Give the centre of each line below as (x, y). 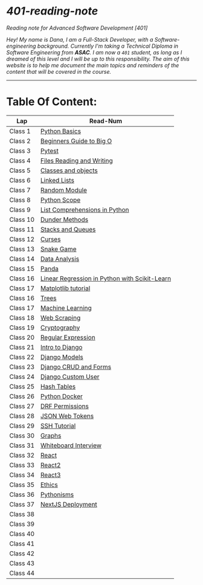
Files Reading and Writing (76, 160)
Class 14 (22, 259)
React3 (50, 474)
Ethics (49, 485)
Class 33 (22, 465)
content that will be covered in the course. (59, 71)
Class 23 (22, 367)
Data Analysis (60, 259)
